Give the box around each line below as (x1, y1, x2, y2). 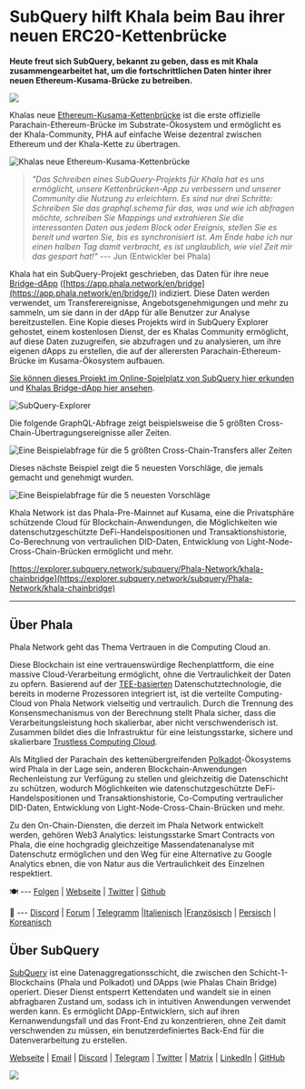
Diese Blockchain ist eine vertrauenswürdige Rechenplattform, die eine (9, 659, 275, 670)
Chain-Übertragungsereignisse (9, 427, 125, 437)
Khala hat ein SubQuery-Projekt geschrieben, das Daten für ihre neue (9, 268, 270, 279)
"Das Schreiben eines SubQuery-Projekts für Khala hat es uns (31, 173, 265, 184)
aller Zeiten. (126, 427, 172, 437)
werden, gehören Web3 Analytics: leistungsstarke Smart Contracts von (9, 829, 275, 840)
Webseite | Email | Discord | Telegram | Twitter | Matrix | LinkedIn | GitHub (9, 1052, 286, 1063)
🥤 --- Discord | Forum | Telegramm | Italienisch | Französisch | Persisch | (9, 907, 277, 917)
